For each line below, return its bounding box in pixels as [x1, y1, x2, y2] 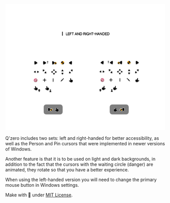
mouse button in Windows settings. [5, 182, 79, 188]
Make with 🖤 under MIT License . [5, 192, 73, 198]
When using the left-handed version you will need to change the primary [5, 176, 157, 183]
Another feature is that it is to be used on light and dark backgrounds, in [5, 156, 156, 162]
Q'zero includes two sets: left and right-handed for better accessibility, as [5, 135, 159, 141]
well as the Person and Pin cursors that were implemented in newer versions [5, 140, 165, 146]
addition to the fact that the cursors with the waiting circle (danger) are [5, 161, 153, 167]
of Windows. [5, 146, 32, 152]
